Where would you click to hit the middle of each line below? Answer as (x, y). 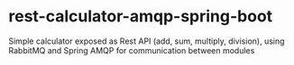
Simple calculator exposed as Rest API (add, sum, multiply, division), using (147, 41)
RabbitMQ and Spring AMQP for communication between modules (132, 50)
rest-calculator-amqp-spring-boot (141, 16)
